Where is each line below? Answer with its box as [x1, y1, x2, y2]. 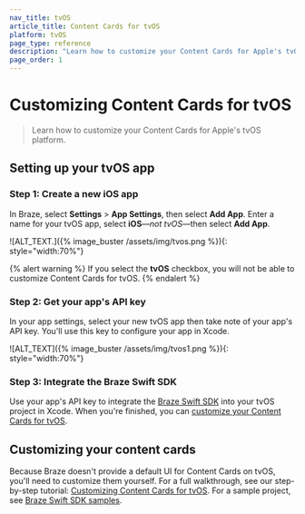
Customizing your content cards [9, 441, 197, 457]
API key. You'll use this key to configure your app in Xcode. [9, 325, 230, 336]
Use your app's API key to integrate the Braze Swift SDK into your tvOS [9, 396, 275, 407]
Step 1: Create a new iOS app [9, 188, 139, 201]
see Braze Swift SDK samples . [9, 495, 123, 506]
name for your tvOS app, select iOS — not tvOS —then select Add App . [9, 218, 271, 229]
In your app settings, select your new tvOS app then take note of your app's [9, 315, 293, 327]
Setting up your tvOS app [9, 161, 155, 176]
